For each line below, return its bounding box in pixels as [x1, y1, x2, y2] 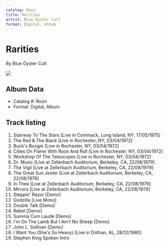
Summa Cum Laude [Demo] [13, 213, 72, 219]
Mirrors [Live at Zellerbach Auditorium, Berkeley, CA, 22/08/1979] [13, 186, 150, 192]
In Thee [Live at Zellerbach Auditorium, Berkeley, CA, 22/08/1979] [13, 180, 151, 186]
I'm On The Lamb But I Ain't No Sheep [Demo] [13, 218, 110, 225]
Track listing [6, 118, 46, 127]
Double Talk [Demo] [13, 202, 55, 208]
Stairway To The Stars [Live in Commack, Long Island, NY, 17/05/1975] [13, 132, 161, 138]
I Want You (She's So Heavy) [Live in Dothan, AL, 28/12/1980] [13, 229, 142, 235]
